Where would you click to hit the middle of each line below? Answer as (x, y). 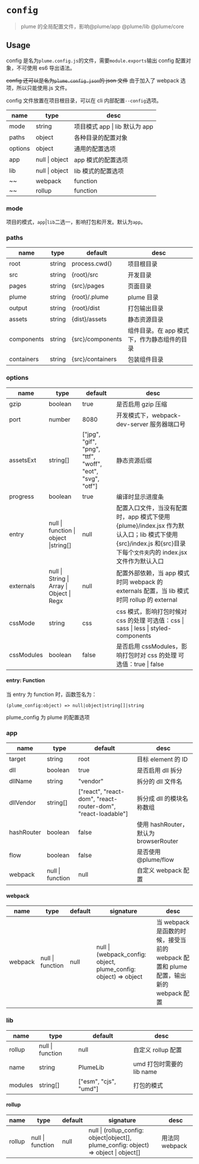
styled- (161, 628)
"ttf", (89, 456)
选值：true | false (140, 664)
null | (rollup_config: (116, 1130)
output (18, 308)
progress (22, 496)
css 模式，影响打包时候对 (152, 611)
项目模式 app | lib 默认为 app (114, 126)
